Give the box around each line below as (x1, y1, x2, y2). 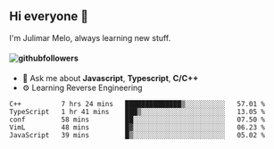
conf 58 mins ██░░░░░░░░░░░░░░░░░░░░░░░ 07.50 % (9, 115, 266, 125)
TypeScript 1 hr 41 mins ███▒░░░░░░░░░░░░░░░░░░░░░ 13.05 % (9, 108, 266, 117)
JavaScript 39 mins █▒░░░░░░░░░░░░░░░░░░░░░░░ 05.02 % (9, 131, 266, 140)
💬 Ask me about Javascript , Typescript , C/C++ (21, 73, 199, 84)
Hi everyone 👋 (9, 9, 89, 24)
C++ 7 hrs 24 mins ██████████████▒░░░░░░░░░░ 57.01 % (9, 100, 266, 109)
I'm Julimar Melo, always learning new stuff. (9, 32, 171, 43)
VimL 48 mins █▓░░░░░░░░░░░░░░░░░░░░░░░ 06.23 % (9, 123, 266, 132)
